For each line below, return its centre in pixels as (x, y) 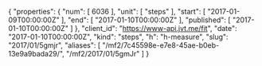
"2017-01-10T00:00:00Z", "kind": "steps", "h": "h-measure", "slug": (118, 37)
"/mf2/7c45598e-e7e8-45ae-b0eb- (161, 45)
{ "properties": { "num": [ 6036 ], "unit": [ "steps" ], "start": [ (107, 12)
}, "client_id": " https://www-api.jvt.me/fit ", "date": (156, 28)
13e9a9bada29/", (37, 54)
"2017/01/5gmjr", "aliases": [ (55, 45)
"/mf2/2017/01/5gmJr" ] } (108, 54)
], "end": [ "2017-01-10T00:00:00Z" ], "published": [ (146, 20)
